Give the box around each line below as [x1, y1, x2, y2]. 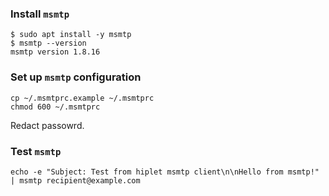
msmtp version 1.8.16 [10, 47, 101, 57]
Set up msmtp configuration [10, 70, 142, 84]
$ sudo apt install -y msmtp [10, 30, 132, 40]
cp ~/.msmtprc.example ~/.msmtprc [10, 93, 155, 103]
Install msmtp [10, 7, 70, 21]
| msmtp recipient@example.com [10, 175, 141, 186]
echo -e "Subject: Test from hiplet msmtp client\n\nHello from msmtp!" [10, 167, 320, 177]
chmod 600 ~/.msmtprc [10, 102, 101, 112]
